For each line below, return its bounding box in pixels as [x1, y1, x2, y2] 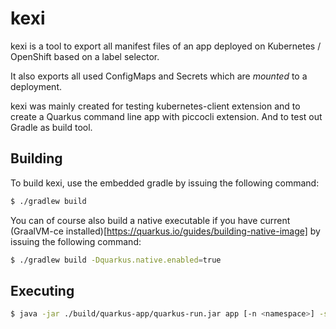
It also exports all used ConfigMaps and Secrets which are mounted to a [10, 70, 308, 82]
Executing [10, 282, 75, 299]
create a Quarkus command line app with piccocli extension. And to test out [10, 110, 323, 122]
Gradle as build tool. [10, 121, 93, 133]
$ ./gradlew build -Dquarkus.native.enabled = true [10, 255, 222, 265]
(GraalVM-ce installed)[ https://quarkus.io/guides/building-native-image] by [10, 225, 321, 237]
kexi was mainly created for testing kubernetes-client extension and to [10, 100, 301, 112]
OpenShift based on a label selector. [10, 50, 160, 62]
